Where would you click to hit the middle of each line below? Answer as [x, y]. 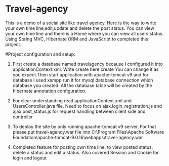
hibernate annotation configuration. [50, 91]
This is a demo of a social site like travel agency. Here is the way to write [81, 23]
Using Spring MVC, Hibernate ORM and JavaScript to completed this [77, 39]
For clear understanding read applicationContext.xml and [72, 100]
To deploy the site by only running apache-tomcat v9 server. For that [84, 127]
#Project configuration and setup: [40, 54]
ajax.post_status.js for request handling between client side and [79, 111]
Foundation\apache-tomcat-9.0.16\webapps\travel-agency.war [78, 137]
